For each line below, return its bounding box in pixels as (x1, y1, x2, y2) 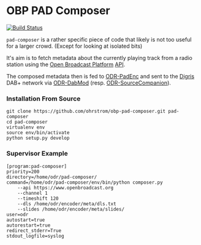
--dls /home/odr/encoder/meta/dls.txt (17, 200, 116, 207)
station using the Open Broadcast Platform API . (6, 61, 126, 68)
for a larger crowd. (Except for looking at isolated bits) (6, 42, 143, 50)
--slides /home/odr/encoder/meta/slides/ (17, 206, 124, 212)
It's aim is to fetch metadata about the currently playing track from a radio (6, 54, 193, 61)
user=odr (6, 211, 29, 217)
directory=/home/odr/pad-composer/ (6, 174, 97, 180)
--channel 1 (17, 190, 48, 196)
